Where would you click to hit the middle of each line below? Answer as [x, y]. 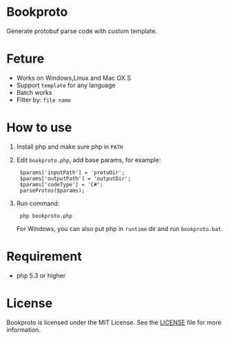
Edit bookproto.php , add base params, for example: [88, 160]
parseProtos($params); [52, 190]
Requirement [44, 256]
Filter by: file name [44, 100]
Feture [25, 59]
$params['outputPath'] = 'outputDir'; [75, 178]
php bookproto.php [46, 216]
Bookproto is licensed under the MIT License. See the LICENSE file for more [114, 322]
